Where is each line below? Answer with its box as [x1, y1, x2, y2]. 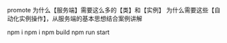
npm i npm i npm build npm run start [7, 28, 110, 36]
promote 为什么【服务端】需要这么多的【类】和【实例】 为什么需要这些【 [7, 6, 215, 14]
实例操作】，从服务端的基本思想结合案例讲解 [19, 14, 143, 23]
